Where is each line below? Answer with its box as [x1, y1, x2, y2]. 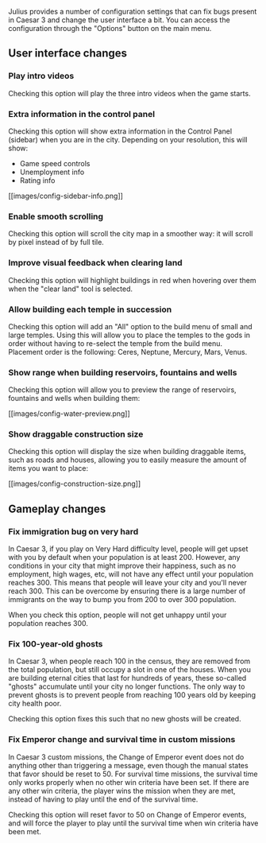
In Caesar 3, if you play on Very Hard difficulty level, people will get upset [8, 544, 249, 554]
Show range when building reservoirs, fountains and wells [8, 367, 237, 378]
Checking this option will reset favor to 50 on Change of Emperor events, [8, 810, 247, 819]
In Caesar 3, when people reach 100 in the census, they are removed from [8, 656, 251, 666]
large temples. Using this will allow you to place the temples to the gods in [8, 330, 251, 340]
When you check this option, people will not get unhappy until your [8, 610, 227, 620]
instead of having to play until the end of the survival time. [8, 794, 199, 804]
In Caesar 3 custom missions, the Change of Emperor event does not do [8, 752, 245, 762]
